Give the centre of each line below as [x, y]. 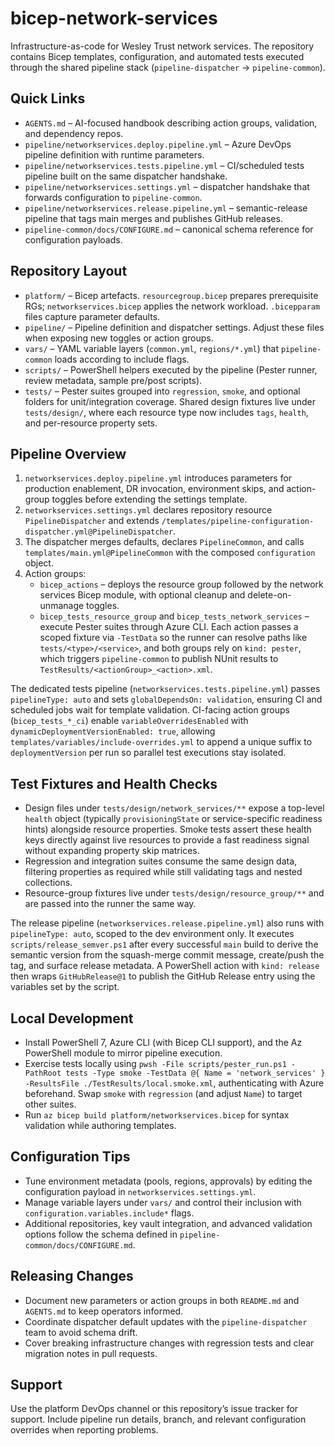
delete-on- [269, 595]
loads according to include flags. [122, 359]
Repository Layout [69, 271]
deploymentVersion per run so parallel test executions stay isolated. [148, 753]
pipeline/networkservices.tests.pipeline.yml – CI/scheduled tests [164, 165]
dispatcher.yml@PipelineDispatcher [99, 532]
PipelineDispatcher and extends [92, 521]
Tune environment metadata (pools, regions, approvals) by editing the [168, 1181]
